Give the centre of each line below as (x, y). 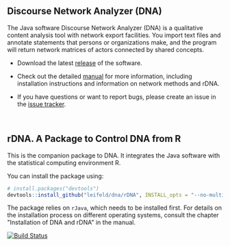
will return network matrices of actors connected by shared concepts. (105, 49)
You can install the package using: (55, 176)
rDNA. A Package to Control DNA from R (94, 139)
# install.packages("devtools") (53, 188)
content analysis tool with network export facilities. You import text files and (114, 35)
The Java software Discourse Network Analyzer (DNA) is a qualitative (105, 27)
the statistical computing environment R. (64, 162)
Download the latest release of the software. (79, 63)
